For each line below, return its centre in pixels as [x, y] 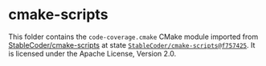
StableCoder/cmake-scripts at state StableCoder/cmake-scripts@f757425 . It [132, 45]
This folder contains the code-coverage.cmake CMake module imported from [133, 37]
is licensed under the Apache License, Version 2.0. [92, 53]
